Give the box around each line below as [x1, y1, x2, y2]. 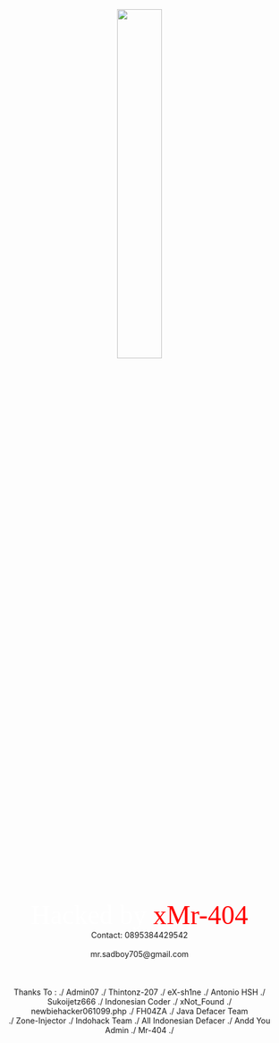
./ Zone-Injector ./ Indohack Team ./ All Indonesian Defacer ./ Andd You [8, 1015, 271, 1026]
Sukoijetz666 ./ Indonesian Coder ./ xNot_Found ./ [46, 996, 232, 1006]
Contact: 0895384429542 [90, 930, 189, 940]
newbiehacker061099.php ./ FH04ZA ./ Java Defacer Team [30, 1006, 249, 1016]
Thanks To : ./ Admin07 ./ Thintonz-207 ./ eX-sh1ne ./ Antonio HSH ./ [13, 987, 266, 997]
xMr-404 [153, 900, 249, 930]
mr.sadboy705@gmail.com [90, 949, 189, 959]
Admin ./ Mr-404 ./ [105, 1025, 174, 1035]
